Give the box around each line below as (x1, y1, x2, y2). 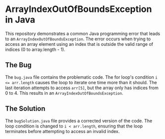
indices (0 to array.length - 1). (5, 46, 65, 52)
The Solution (5, 105, 46, 113)
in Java (5, 14, 36, 25)
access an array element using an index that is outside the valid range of (5, 41, 154, 47)
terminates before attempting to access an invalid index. (5, 128, 120, 134)
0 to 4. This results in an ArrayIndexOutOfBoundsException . (5, 90, 123, 96)
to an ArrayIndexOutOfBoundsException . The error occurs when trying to (5, 36, 151, 42)
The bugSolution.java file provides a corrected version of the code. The (5, 118, 153, 124)
